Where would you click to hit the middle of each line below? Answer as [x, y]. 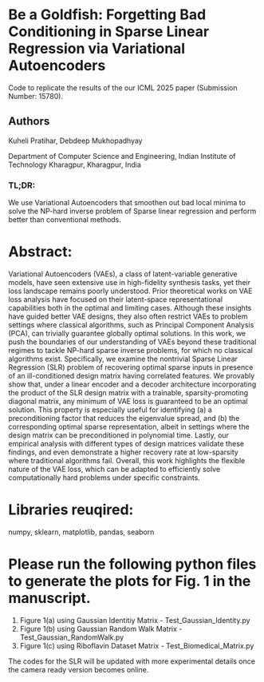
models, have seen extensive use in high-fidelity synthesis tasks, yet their [130, 282]
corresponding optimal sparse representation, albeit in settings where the [129, 426]
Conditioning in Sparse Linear [109, 32]
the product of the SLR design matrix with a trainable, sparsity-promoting [128, 392]
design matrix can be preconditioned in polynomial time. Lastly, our [119, 435]
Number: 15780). [36, 96]
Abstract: [40, 252]
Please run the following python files [132, 564]
